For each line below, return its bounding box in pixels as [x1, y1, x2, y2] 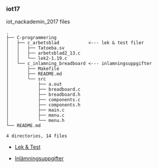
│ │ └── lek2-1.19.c [6, 56, 67, 62]
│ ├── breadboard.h [6, 92, 81, 98]
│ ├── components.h [6, 102, 81, 108]
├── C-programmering [6, 35, 57, 41]
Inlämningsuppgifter [14, 155, 64, 162]
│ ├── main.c [6, 107, 65, 114]
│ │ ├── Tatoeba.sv [6, 45, 65, 51]
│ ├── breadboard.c [6, 86, 81, 93]
